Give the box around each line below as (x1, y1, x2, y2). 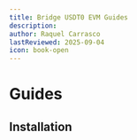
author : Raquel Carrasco (9, 29, 101, 38)
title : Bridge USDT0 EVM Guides (9, 12, 128, 22)
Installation (9, 119, 72, 134)
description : (9, 21, 57, 30)
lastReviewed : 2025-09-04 (9, 37, 104, 47)
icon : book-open (9, 46, 69, 55)
